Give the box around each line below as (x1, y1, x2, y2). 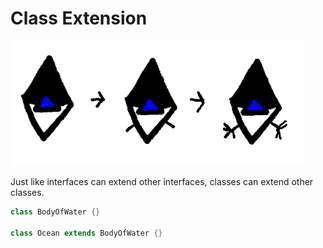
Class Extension (10, 7, 148, 30)
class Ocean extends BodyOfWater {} (10, 228, 163, 238)
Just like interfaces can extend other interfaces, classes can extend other (10, 175, 314, 187)
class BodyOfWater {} (10, 207, 101, 217)
